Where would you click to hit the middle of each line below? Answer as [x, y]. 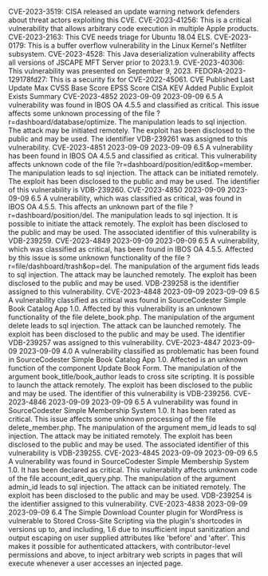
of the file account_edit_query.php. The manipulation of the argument [122, 478]
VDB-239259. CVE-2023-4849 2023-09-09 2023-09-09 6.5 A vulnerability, [134, 240]
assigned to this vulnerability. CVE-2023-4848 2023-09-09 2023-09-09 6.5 [134, 292]
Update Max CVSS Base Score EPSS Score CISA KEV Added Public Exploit [131, 88]
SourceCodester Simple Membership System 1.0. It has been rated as [122, 410]
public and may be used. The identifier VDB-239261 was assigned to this [128, 139]
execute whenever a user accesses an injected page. [96, 563]
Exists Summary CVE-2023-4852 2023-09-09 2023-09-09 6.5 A [116, 96]
